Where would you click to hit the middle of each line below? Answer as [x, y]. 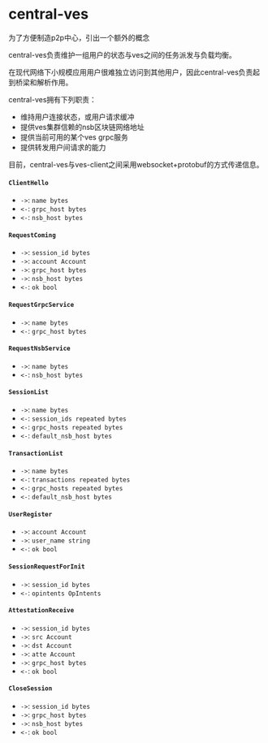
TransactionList [36, 453]
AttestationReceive [41, 611]
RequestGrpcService [41, 305]
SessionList [28, 392]
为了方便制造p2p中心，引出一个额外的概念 [79, 37]
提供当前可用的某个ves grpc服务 [74, 137]
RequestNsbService [39, 349]
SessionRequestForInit [47, 566]
